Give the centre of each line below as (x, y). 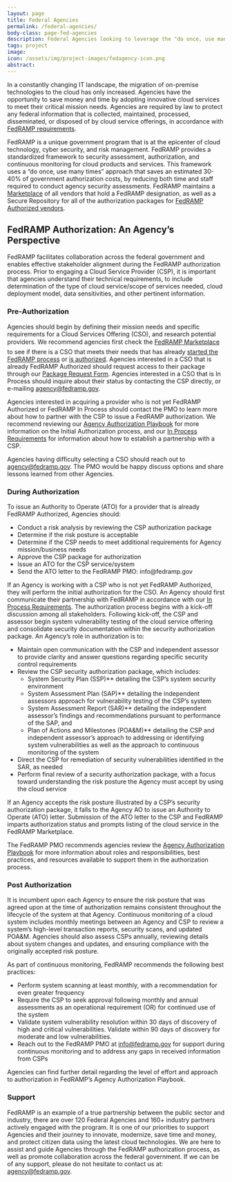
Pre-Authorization (38, 311)
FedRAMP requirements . (42, 128)
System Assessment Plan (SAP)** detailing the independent (114, 694)
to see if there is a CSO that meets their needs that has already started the (113, 351)
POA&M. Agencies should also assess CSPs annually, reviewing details (108, 937)
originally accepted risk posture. (53, 951)
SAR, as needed (40, 767)
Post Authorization (39, 884)
